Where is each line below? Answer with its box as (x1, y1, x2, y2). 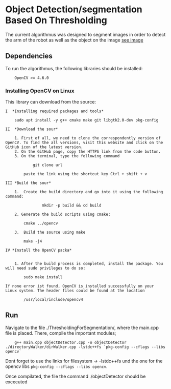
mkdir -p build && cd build (41, 203, 102, 208)
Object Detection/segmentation (5, 4, 143, 15)
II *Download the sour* (5, 127, 58, 132)
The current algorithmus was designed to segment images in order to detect (5, 31, 166, 37)
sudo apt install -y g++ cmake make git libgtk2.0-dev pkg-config (14, 118, 159, 123)
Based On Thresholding (5, 14, 107, 26)
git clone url (32, 162, 63, 168)
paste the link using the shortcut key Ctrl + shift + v (23, 172, 147, 177)
